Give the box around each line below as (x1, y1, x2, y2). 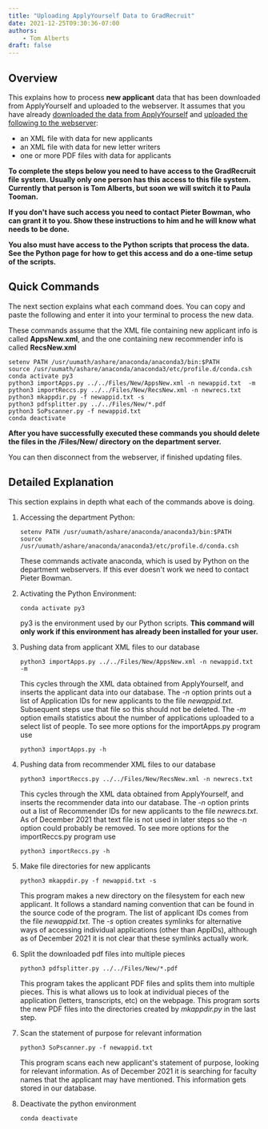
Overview (8, 71, 58, 85)
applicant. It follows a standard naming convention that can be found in (19, 899, 254, 908)
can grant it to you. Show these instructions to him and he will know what (8, 216, 256, 225)
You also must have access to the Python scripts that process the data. (8, 240, 250, 249)
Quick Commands (8, 280, 100, 293)
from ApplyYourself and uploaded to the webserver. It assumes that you (8, 101, 246, 111)
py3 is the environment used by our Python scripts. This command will (19, 618, 254, 628)
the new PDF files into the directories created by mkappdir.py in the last (19, 1004, 256, 1014)
